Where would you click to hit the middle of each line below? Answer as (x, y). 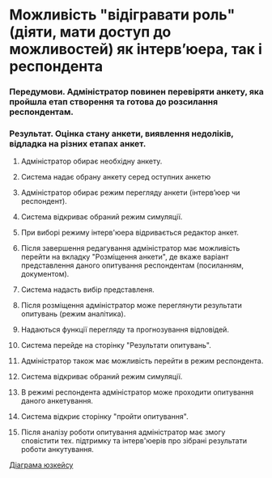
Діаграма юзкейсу (41, 465)
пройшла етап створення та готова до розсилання (113, 102)
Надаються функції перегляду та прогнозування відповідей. (125, 330)
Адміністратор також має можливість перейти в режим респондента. (142, 361)
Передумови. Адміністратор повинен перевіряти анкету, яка (136, 92)
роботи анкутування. (57, 450)
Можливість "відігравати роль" (122, 15)
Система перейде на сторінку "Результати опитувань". (116, 345)
